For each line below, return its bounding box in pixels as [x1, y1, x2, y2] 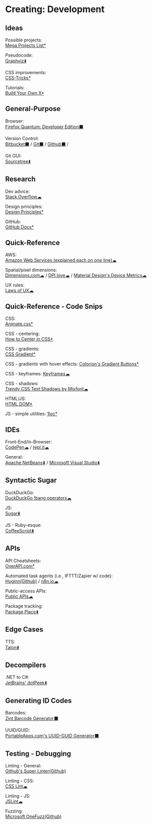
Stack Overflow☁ [5, 193, 42, 200]
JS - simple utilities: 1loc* [5, 411, 58, 417]
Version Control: [5, 135, 39, 141]
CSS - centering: [5, 331, 40, 337]
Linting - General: [5, 762, 42, 768]
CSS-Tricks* [5, 75, 31, 81]
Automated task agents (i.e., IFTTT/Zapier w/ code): [5, 573, 113, 579]
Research [5, 175, 36, 184]
